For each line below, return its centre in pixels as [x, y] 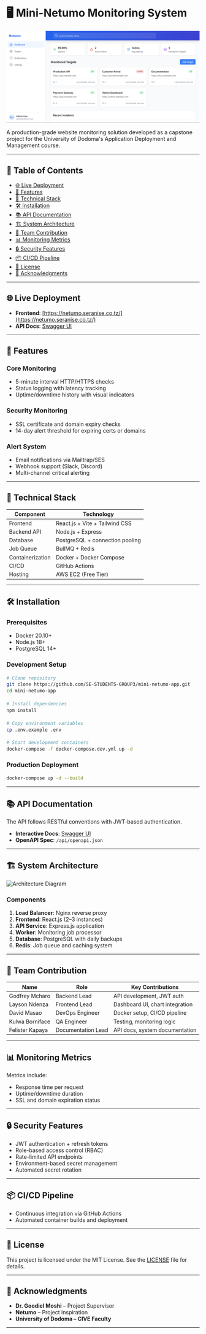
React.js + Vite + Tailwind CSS [94, 523]
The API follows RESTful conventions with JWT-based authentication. [94, 822]
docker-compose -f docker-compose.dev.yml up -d [70, 749]
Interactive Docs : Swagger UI [53, 834]
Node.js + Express [79, 531]
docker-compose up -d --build [45, 778]
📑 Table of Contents [45, 170]
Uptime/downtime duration [49, 1094]
